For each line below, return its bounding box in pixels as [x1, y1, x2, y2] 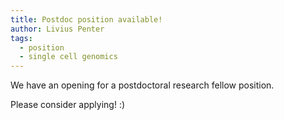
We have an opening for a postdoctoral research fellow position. [10, 79, 275, 91]
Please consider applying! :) [10, 99, 126, 111]
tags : [10, 33, 33, 43]
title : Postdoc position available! [10, 14, 163, 25]
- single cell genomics [19, 52, 118, 62]
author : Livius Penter [10, 24, 105, 34]
